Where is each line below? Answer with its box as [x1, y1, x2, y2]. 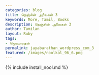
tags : [5, 36, 17, 41]
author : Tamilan [5, 27, 40, 32]
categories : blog [5, 7, 42, 13]
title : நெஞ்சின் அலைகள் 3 [5, 12, 58, 17]
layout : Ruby [5, 31, 33, 36]
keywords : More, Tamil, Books [5, 17, 70, 22]
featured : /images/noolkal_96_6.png [5, 50, 83, 55]
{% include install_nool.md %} [5, 64, 69, 70]
